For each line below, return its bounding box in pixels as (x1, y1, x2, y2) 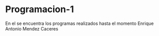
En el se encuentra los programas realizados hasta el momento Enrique (5, 20, 154, 26)
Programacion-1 (5, 4, 74, 15)
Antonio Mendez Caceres (5, 25, 58, 31)
